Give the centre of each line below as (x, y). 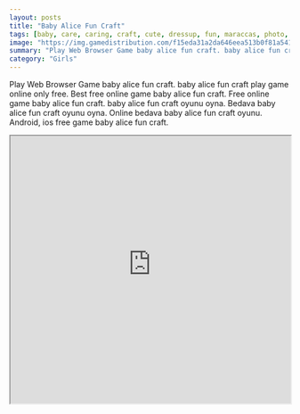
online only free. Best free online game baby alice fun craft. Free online (139, 94)
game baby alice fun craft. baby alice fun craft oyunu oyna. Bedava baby (142, 103)
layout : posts (36, 17)
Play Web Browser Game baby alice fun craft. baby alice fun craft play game (149, 84)
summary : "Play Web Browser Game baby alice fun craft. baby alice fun (145, 51)
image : (21, 42)
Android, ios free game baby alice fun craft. (89, 122)
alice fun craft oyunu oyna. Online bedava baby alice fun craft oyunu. (136, 113)
